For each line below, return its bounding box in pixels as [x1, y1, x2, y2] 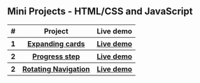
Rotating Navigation [22, 64, 90, 74]
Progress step [32, 52, 80, 61]
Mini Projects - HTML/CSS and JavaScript [7, 6, 193, 17]
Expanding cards [27, 38, 85, 48]
